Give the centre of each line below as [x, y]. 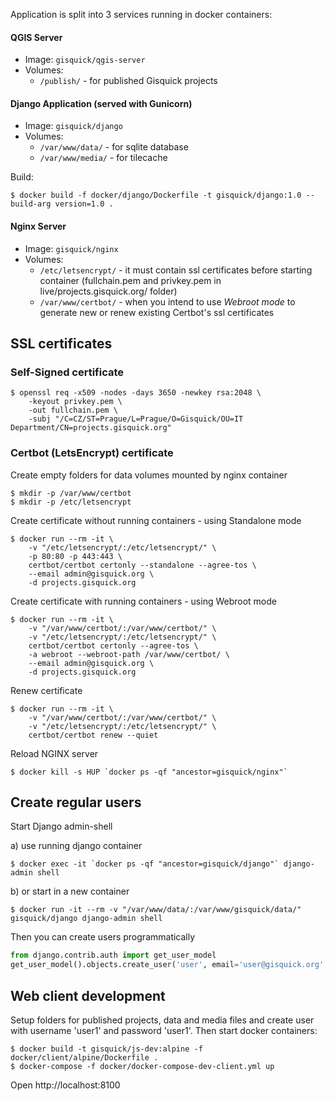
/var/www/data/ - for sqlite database [114, 147]
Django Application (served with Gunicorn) [101, 103]
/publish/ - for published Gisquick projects [128, 81]
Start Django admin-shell [61, 826]
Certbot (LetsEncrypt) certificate [92, 453]
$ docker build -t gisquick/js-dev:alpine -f [106, 1049]
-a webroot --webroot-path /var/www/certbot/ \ [129, 654]
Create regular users [76, 802]
